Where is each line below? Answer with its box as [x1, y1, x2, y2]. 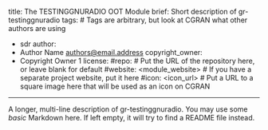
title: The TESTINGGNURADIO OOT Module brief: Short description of [8, 7, 237, 16]
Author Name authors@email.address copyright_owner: [19, 48, 203, 57]
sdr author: [19, 39, 57, 49]
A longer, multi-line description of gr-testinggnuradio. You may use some [8, 104, 248, 114]
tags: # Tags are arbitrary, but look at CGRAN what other [61, 15, 248, 25]
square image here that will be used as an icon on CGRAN [19, 81, 211, 91]
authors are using [8, 24, 66, 33]
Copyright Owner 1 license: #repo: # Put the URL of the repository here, [19, 56, 255, 65]
